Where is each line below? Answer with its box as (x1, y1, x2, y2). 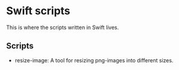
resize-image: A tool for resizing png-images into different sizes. (14, 56, 174, 63)
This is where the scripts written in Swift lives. (6, 24, 119, 31)
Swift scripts (6, 4, 70, 18)
